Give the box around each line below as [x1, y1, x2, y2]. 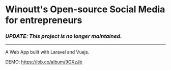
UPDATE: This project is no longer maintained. [5, 33, 122, 40]
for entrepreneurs [5, 14, 82, 26]
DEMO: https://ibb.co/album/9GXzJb [5, 59, 82, 65]
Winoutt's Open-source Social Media [5, 4, 165, 15]
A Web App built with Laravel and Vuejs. [5, 49, 90, 55]
